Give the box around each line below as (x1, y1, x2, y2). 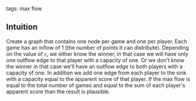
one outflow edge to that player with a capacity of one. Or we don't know (6, 56, 185, 64)
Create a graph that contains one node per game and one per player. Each (6, 38, 188, 45)
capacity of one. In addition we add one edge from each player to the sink (6, 69, 187, 76)
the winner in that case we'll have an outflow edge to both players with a (6, 63, 183, 70)
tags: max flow (6, 5, 43, 12)
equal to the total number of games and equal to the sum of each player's (6, 82, 185, 89)
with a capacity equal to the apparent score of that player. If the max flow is (6, 75, 191, 82)
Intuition (6, 22, 38, 32)
